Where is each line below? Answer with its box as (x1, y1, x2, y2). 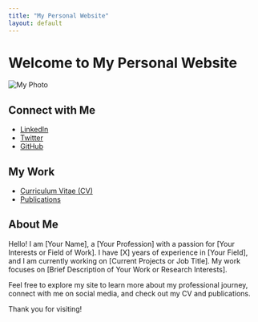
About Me (8, 218, 58, 231)
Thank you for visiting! (8, 304, 83, 313)
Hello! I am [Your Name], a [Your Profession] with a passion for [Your (8, 239, 235, 248)
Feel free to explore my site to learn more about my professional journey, (8, 280, 248, 289)
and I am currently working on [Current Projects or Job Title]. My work (8, 256, 241, 265)
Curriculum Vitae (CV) (19, 186, 94, 196)
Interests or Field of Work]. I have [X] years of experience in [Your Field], (8, 248, 248, 257)
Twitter (19, 133, 44, 143)
